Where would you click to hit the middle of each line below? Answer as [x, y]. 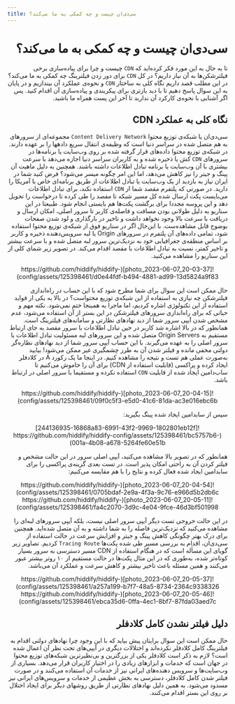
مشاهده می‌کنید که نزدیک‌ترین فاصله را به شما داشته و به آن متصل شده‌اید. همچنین [121, 528]
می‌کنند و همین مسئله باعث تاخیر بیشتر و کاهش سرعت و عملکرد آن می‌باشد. [128, 566]
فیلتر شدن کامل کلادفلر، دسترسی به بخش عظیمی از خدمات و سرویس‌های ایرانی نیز [118, 678]
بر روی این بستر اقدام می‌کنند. [188, 693]
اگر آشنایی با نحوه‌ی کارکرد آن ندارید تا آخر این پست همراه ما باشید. [140, 97]
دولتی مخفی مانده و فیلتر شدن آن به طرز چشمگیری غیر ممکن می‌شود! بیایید [128, 350]
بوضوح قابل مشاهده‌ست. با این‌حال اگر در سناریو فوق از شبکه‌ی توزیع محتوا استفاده [120, 226]
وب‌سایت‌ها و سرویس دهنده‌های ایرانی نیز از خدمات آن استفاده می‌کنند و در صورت [121, 670]
